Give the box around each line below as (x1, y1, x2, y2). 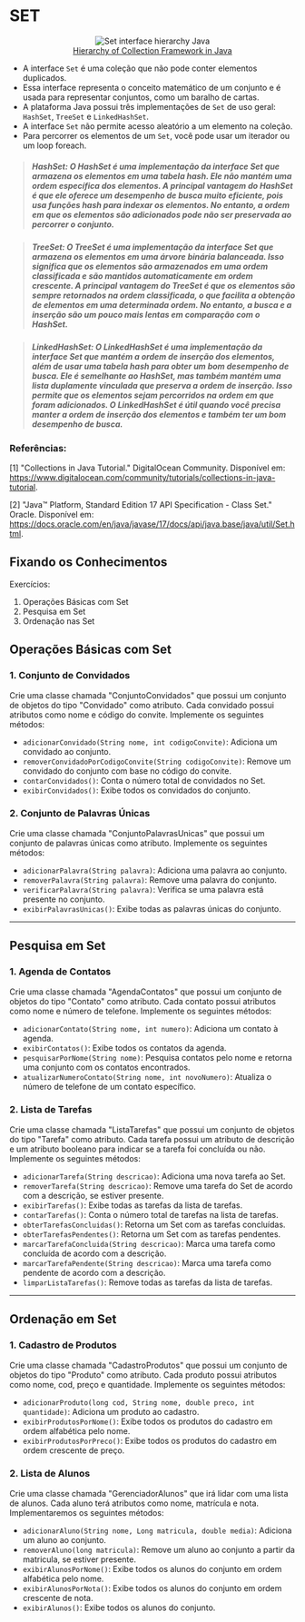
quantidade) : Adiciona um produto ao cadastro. (22, 1406, 200, 1417)
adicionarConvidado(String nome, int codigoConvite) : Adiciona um (22, 737, 278, 747)
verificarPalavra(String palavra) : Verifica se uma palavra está (22, 884, 264, 895)
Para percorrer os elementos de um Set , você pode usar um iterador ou (22, 130, 290, 141)
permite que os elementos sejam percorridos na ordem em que (31, 390, 274, 401)
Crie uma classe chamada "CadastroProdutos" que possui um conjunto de (9, 1360, 288, 1370)
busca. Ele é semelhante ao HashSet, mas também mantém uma (31, 371, 281, 381)
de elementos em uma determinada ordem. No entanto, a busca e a (31, 299, 292, 310)
